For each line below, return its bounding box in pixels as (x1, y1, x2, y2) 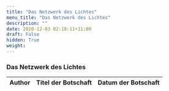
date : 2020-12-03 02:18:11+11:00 (6, 25, 92, 32)
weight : (6, 43, 26, 49)
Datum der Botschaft (97, 78, 160, 87)
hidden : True (6, 37, 40, 43)
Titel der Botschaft (36, 78, 92, 87)
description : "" (6, 20, 48, 26)
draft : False (6, 32, 40, 38)
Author (9, 78, 31, 87)
